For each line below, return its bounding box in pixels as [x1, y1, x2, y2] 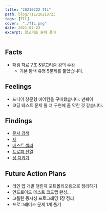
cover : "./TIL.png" [5, 21, 47, 26]
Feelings [5, 82, 32, 91]
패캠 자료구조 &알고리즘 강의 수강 [12, 62, 75, 68]
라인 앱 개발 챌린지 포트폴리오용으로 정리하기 [12, 183, 98, 189]
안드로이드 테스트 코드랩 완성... [12, 189, 71, 195]
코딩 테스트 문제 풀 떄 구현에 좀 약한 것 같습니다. [12, 102, 104, 108]
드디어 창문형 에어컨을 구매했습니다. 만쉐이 [12, 96, 94, 102]
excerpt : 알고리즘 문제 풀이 [5, 30, 56, 35]
